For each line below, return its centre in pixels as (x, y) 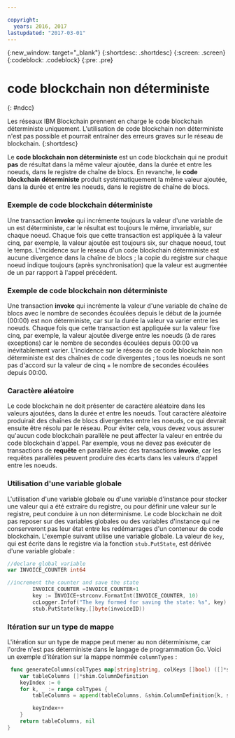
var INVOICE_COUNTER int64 (47, 570)
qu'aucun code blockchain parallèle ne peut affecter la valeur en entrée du (115, 436)
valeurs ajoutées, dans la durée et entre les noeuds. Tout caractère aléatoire (117, 413)
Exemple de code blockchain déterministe (80, 205)
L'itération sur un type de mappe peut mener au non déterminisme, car (109, 641)
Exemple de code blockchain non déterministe (87, 290)
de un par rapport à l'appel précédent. (62, 272)
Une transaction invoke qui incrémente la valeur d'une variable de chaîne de (117, 306)
